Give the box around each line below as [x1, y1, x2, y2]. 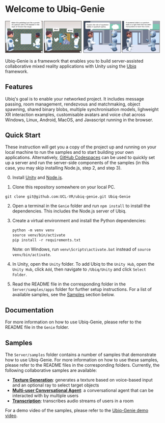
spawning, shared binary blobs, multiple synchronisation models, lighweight [5, 106, 159, 112]
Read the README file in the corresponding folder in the [12, 281, 126, 287]
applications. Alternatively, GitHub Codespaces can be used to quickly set [5, 154, 155, 161]
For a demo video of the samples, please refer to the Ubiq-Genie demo [5, 407, 149, 413]
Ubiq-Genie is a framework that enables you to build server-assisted [5, 58, 144, 64]
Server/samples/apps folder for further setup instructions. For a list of [12, 286, 152, 292]
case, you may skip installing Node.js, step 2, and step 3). [5, 165, 122, 171]
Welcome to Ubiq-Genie [5, 3, 105, 15]
